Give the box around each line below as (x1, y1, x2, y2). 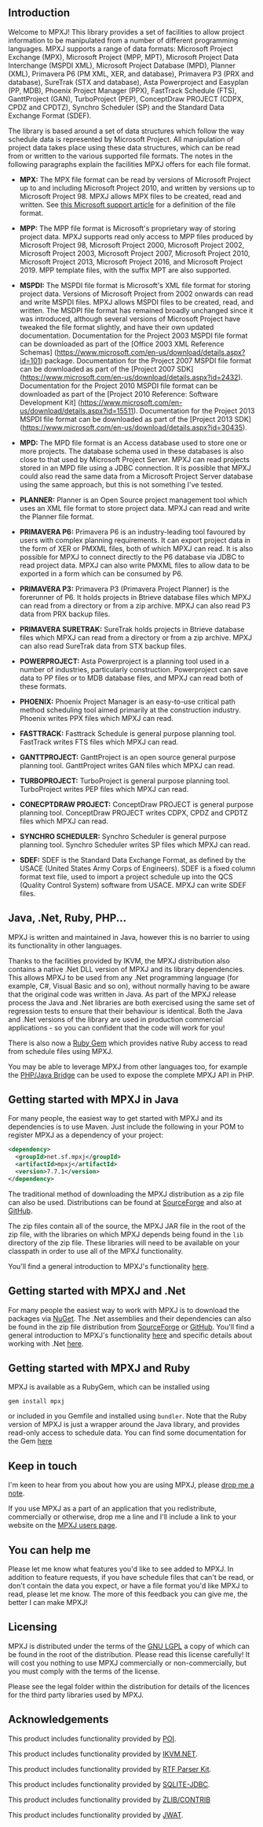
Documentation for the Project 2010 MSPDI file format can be (19, 381, 218, 390)
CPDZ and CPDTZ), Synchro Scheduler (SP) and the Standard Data (8, 102, 225, 112)
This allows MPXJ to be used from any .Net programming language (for (8, 972, 239, 982)
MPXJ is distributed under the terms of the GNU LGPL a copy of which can (8, 1641, 250, 1651)
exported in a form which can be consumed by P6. (19, 568, 183, 578)
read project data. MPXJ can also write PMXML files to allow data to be (19, 560, 250, 570)
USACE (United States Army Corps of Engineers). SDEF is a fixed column (19, 864, 256, 873)
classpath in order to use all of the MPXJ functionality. (8, 1246, 184, 1256)
